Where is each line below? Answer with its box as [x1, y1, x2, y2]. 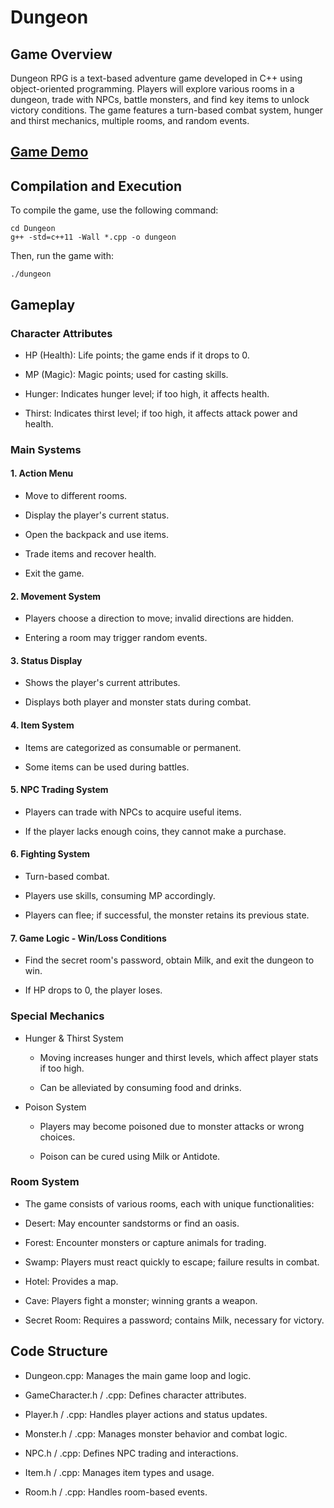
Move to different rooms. [24, 490, 128, 502]
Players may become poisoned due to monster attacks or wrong [39, 1120, 305, 1132]
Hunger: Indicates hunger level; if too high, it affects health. [24, 387, 270, 400]
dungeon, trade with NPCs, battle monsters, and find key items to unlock [10, 94, 310, 105]
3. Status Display [10, 654, 83, 666]
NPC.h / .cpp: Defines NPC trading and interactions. [24, 1447, 239, 1459]
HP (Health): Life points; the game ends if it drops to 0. [24, 349, 250, 361]
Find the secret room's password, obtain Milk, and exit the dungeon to [24, 954, 315, 966]
